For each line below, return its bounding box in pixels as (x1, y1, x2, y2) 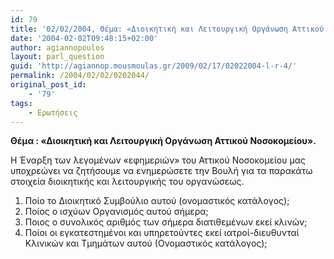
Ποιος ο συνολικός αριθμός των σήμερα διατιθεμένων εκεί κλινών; (24, 216, 308, 228)
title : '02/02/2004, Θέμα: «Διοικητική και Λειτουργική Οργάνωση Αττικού (10, 24, 325, 34)
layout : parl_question (10, 52, 105, 62)
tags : (10, 98, 33, 108)
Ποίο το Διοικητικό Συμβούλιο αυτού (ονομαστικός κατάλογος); (24, 195, 290, 207)
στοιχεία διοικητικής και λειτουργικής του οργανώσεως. (10, 176, 245, 188)
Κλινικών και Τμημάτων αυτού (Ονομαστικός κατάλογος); (24, 237, 268, 250)
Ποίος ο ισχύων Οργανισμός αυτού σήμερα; (24, 206, 209, 218)
